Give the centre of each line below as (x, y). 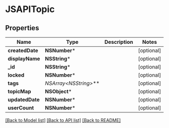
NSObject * (59, 91)
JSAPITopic (30, 9)
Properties (22, 28)
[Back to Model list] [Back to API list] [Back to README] (63, 120)
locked (16, 75)
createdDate (23, 50)
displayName (24, 59)
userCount (21, 108)
